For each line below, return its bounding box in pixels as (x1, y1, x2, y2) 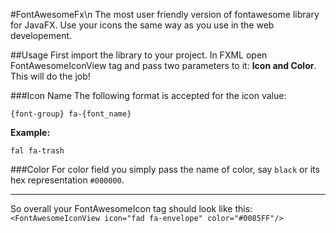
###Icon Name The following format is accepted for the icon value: (10, 90, 287, 101)
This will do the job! (10, 70, 91, 82)
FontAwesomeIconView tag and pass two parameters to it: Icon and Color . (10, 60, 317, 71)
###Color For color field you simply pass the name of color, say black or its (10, 164, 320, 175)
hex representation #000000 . (10, 174, 125, 186)
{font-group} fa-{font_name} (10, 109, 132, 119)
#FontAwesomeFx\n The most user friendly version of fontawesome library (10, 9, 320, 20)
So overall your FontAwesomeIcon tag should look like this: (10, 203, 253, 214)
